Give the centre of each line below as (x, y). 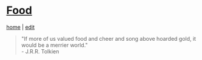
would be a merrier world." (54, 45)
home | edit (21, 27)
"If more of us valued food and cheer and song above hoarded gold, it (108, 38)
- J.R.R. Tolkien (40, 51)
